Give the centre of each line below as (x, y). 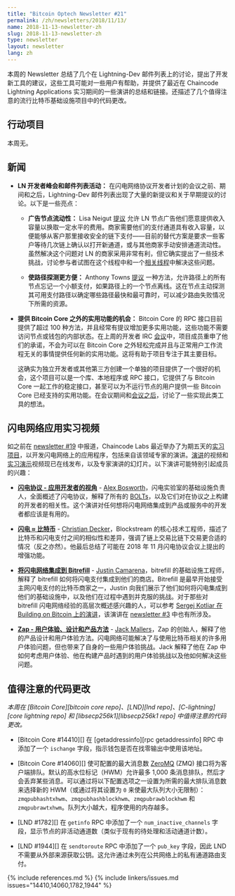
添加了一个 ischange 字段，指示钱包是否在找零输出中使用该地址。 (112, 749)
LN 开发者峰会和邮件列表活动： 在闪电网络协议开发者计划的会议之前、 (118, 185)
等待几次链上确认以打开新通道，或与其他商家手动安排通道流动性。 (129, 244)
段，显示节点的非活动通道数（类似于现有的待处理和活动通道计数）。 (114, 831)
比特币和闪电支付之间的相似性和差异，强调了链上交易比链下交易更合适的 (122, 538)
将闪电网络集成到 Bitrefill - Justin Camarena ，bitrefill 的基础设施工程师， (122, 570)
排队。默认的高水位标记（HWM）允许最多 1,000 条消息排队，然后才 (128, 772)
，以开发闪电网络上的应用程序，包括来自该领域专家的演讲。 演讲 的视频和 (124, 455)
